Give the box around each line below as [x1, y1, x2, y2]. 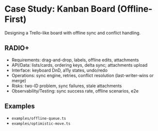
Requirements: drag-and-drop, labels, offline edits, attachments [11, 57, 139, 63]
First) [4, 14, 27, 25]
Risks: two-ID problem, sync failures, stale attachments [11, 83, 122, 89]
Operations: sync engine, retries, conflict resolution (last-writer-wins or [11, 72, 154, 78]
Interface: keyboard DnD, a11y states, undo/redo [11, 67, 108, 73]
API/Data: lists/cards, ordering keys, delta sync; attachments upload [11, 62, 148, 68]
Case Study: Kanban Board [4, 3, 116, 15]
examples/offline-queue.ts [11, 116, 66, 121]
